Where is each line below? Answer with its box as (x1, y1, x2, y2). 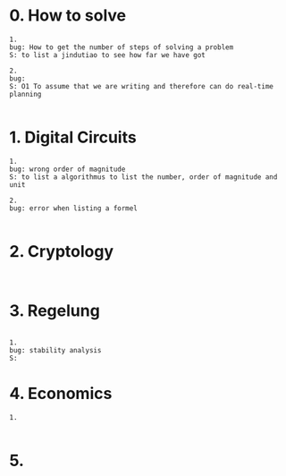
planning (9, 89, 42, 98)
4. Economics (9, 383, 113, 404)
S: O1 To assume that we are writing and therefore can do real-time (9, 81, 274, 90)
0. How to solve (9, 5, 127, 26)
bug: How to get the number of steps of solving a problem (9, 42, 234, 52)
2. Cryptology (9, 242, 114, 262)
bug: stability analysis (9, 345, 102, 354)
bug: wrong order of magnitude (9, 165, 126, 174)
